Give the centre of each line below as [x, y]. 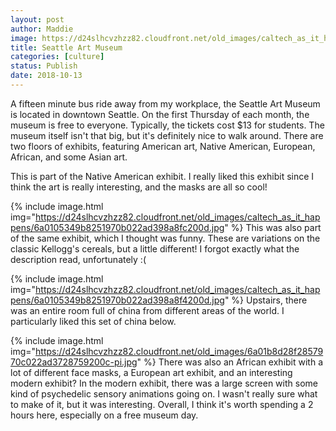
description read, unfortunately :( [78, 259]
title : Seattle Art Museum [66, 47]
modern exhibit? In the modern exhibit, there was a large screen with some [164, 383]
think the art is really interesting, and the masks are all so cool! [139, 187]
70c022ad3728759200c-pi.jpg [74, 362]
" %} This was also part [273, 227]
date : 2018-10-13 [46, 76]
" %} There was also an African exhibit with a [230, 362]
